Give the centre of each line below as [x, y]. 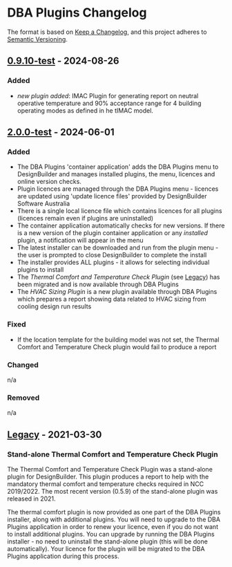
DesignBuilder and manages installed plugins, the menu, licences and [116, 174]
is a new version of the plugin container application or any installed [113, 233]
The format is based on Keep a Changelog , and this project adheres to [107, 32]
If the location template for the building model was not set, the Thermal [118, 340]
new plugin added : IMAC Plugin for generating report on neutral [108, 95]
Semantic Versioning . [37, 39]
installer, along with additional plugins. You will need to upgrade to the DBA [114, 519]
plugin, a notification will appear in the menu [80, 241]
